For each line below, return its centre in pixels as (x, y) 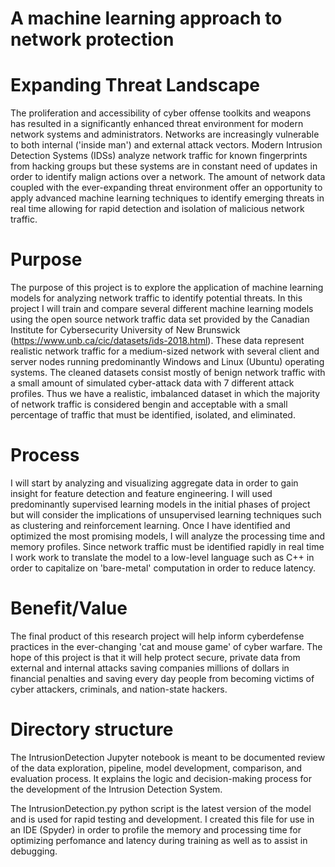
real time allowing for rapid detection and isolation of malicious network (157, 209)
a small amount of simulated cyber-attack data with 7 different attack (152, 383)
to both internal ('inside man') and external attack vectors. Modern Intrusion (166, 145)
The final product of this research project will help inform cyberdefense (157, 636)
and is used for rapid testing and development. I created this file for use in (162, 819)
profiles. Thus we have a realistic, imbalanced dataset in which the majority (165, 394)
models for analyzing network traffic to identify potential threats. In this (156, 298)
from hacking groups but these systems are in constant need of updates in (164, 166)
